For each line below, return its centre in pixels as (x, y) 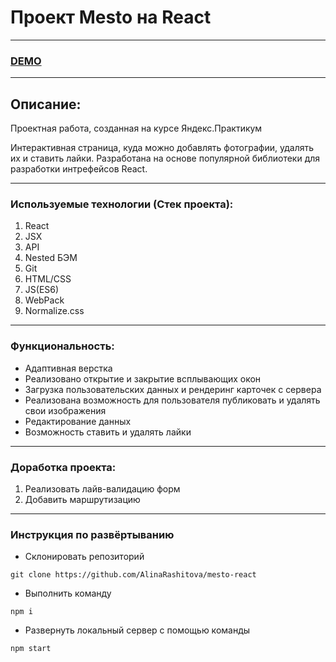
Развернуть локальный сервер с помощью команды (137, 630)
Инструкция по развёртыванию (92, 534)
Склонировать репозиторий (84, 557)
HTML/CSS (48, 279)
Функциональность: (62, 346)
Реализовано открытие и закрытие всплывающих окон (143, 378)
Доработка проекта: (63, 467)
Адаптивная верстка (68, 368)
